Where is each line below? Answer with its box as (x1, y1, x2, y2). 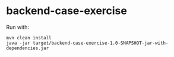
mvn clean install (6, 35, 52, 41)
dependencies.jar (6, 45, 49, 51)
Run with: (6, 24, 30, 31)
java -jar (6, 40, 31, 46)
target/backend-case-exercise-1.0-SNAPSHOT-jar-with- (32, 40, 169, 46)
